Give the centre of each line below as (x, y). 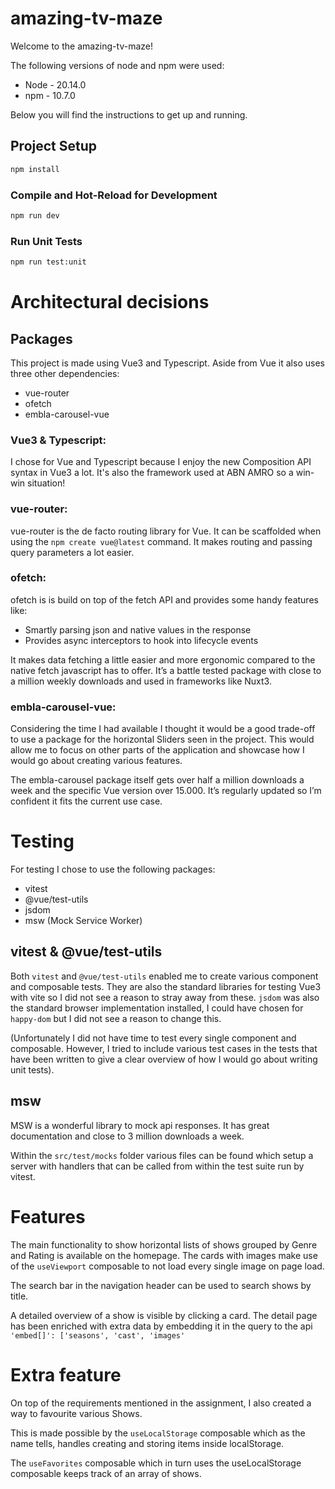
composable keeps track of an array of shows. (106, 1473)
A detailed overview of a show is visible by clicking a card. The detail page (164, 1315)
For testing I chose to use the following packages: (113, 869)
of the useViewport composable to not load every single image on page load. (167, 1266)
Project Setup (54, 146)
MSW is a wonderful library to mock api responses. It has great (140, 1125)
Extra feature (66, 1374)
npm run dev (35, 215)
